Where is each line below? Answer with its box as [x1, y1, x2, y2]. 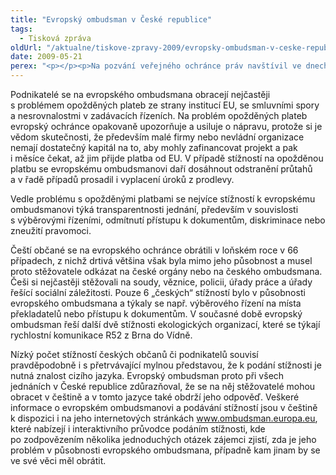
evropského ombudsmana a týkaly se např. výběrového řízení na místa [10, 297, 302, 309]
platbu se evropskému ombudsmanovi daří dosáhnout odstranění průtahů [10, 163, 313, 175]
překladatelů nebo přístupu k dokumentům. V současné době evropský [10, 308, 303, 320]
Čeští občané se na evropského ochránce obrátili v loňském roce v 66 [10, 244, 299, 256]
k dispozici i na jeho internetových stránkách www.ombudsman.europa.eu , [10, 412, 318, 424]
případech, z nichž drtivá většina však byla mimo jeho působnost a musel [10, 255, 313, 266]
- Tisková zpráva [19, 33, 92, 43]
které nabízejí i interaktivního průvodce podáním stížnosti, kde [10, 423, 266, 435]
